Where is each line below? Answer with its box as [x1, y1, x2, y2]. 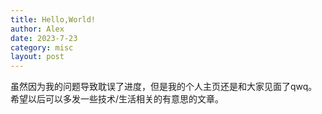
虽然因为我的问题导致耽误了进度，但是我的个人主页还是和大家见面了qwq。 [10, 81, 318, 93]
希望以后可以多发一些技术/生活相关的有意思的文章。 [10, 93, 225, 105]
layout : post [10, 52, 65, 62]
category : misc [10, 42, 74, 53]
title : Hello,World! [10, 14, 97, 25]
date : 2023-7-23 [10, 33, 78, 43]
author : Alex [10, 24, 65, 34]
